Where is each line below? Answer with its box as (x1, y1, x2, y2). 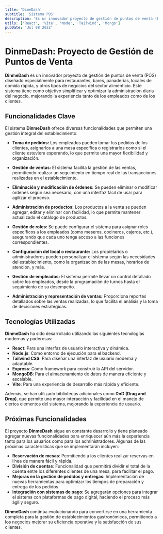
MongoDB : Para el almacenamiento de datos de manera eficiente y (12, 371, 147, 377)
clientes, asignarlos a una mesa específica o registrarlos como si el (12, 145, 147, 150)
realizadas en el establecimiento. (12, 175, 78, 181)
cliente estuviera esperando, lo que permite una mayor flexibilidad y (12, 150, 148, 156)
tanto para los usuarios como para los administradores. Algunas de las (5, 438, 146, 444)
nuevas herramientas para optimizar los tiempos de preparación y (12, 479, 144, 484)
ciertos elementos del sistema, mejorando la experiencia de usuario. (5, 401, 142, 407)
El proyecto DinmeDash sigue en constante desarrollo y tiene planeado (5, 428, 148, 434)
